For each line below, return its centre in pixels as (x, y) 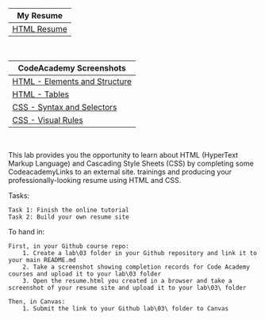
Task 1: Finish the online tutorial (69, 210)
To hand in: (27, 232)
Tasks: (19, 196)
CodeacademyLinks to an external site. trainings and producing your (120, 172)
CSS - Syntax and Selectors (65, 107)
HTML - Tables (41, 94)
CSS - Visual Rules (48, 120)
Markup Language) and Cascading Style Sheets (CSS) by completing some (131, 163)
